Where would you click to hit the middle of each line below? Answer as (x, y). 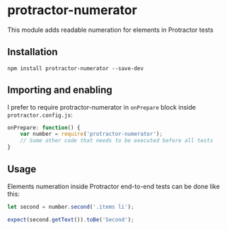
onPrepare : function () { (44, 127)
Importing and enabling (60, 90)
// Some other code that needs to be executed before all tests (117, 141)
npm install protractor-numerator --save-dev (75, 68)
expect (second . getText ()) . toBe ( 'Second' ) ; (71, 219)
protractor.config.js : (40, 115)
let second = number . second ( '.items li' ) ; (71, 207)
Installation (33, 52)
